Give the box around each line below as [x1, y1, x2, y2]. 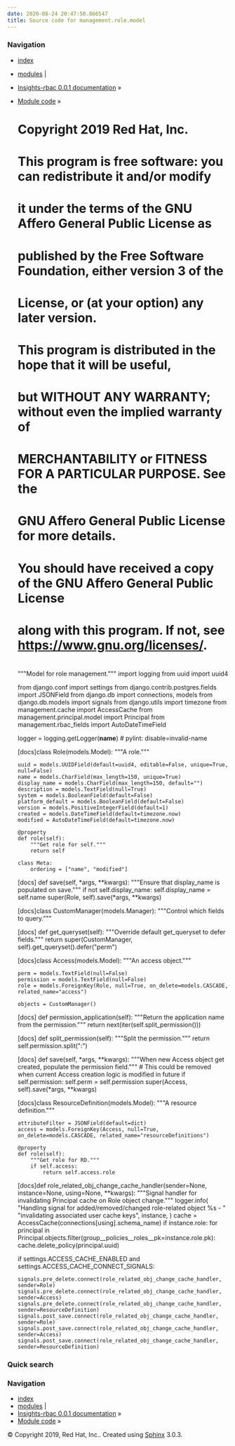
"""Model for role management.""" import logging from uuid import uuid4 [17, 669, 229, 678]
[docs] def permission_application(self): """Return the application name [17, 1013, 224, 1021]
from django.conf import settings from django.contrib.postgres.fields [17, 683, 217, 692]
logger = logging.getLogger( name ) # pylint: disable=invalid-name [17, 734, 208, 742]
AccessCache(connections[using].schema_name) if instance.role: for [17, 1219, 218, 1227]
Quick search [7, 1360, 54, 1369]
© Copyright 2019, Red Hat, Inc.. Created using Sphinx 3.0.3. [7, 1431, 183, 1439]
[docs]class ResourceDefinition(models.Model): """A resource [17, 1099, 197, 1107]
